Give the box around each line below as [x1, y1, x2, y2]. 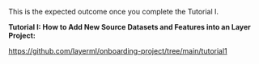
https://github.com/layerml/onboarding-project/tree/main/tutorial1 [8, 46, 228, 55]
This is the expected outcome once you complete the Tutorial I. [8, 7, 219, 16]
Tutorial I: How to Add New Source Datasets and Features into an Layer [8, 22, 251, 31]
